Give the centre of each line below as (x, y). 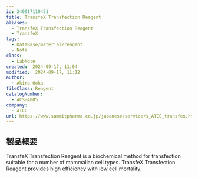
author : (16, 77)
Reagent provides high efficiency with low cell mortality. (74, 169)
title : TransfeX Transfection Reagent (54, 17)
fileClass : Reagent (30, 89)
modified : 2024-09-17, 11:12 (43, 72)
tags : (13, 39)
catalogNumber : (25, 94)
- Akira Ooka (27, 83)
